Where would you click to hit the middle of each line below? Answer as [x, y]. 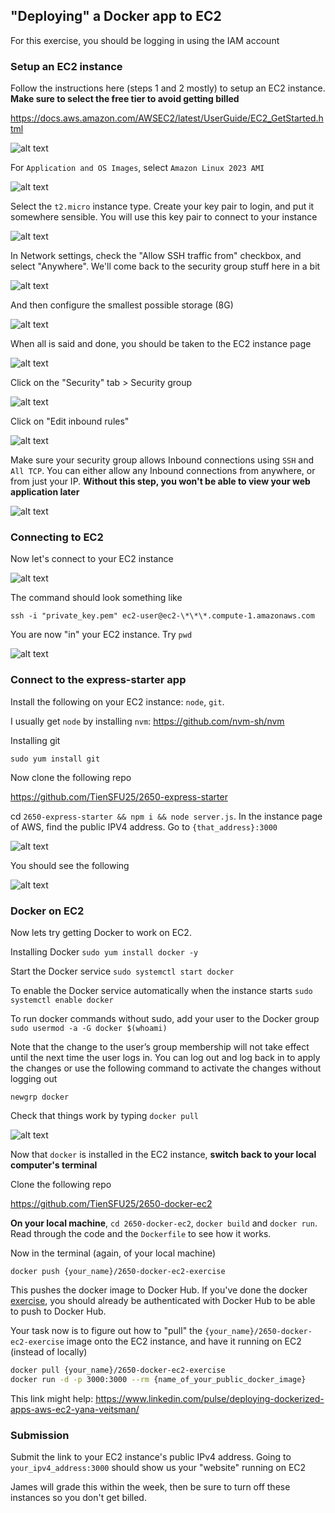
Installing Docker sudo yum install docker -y [104, 952]
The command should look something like [96, 598]
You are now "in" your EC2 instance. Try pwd [101, 635]
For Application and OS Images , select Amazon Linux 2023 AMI [137, 168]
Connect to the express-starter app [98, 680]
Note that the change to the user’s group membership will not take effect [160, 1047]
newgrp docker [40, 1097]
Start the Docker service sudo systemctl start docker [122, 971]
